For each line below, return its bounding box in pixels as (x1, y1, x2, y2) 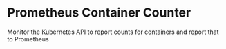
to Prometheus (7, 35, 50, 43)
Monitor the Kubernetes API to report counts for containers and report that (7, 28, 219, 36)
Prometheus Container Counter (7, 5, 191, 21)
